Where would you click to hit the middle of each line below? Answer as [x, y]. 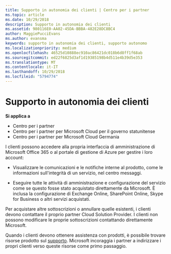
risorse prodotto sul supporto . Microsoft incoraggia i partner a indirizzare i [83, 240]
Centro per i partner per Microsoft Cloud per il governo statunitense [84, 131]
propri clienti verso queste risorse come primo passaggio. [66, 246]
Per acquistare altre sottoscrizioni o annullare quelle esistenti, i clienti [78, 209]
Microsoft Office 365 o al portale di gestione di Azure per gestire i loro [79, 152]
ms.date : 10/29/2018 [27, 19]
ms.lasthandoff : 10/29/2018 [35, 72]
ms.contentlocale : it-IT [32, 67]
